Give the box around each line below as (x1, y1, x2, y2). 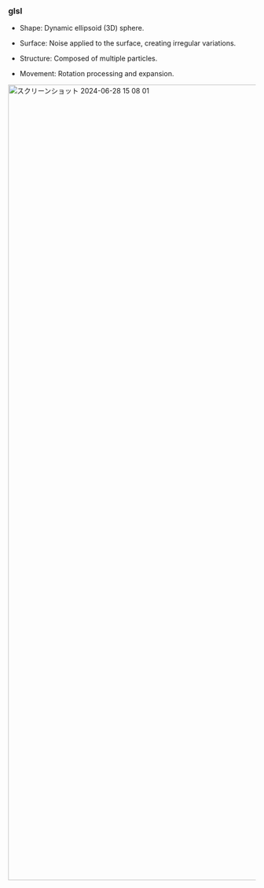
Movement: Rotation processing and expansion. (19, 69, 174, 79)
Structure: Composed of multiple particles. (19, 53, 158, 64)
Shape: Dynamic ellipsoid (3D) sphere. (19, 24, 145, 33)
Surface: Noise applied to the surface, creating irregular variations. (19, 39, 236, 48)
